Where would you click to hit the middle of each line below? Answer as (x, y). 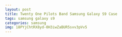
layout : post (18, 9)
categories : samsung (26, 23)
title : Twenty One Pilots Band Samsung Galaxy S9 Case (61, 14)
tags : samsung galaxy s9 (30, 18)
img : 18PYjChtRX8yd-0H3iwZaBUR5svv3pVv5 (46, 27)
